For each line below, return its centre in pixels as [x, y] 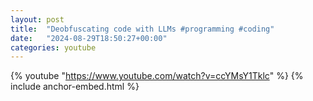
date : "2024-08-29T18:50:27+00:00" [89, 38]
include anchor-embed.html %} [75, 87]
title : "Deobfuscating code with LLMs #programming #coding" [142, 29]
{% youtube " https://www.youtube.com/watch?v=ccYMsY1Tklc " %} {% [157, 76]
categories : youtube [53, 47]
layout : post [37, 19]
